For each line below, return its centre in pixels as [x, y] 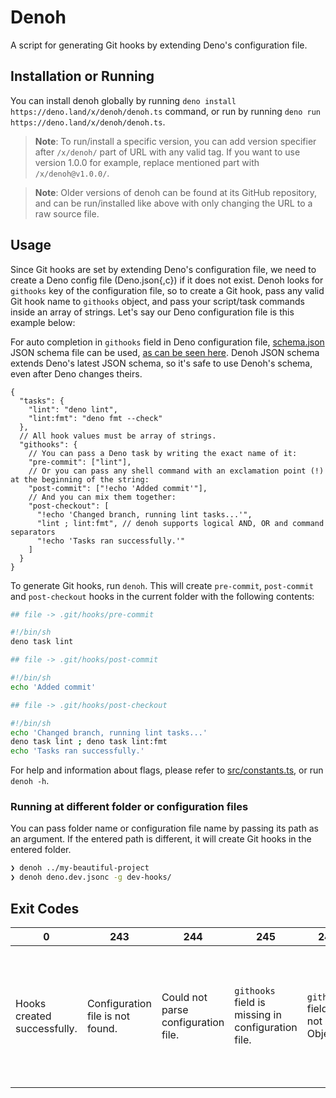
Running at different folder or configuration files [129, 807]
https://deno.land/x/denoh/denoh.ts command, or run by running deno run [165, 111]
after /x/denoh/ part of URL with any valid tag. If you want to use [167, 152]
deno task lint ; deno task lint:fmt [89, 742]
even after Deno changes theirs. [76, 373]
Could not [184, 998]
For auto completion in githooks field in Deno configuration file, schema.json [167, 342]
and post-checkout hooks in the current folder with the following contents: [162, 596]
